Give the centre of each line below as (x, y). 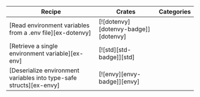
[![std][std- (115, 50)
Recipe (51, 12)
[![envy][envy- (120, 74)
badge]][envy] (119, 81)
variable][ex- (65, 54)
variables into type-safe (43, 78)
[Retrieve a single (34, 46)
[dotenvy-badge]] (124, 29)
